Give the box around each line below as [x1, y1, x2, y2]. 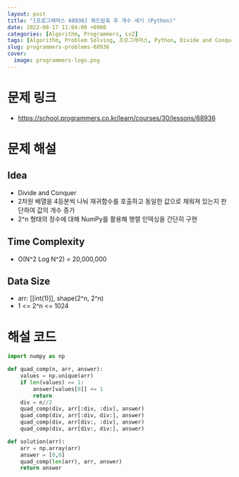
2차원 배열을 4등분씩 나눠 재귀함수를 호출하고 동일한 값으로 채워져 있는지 [17, 196, 220, 205]
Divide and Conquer [17, 188, 77, 196]
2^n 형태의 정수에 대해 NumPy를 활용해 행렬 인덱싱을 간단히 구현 [17, 214, 198, 223]
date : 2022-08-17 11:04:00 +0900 [7, 23, 107, 31]
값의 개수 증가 [36, 206, 75, 214]
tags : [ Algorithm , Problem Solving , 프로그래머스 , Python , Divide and [7, 37, 212, 44]
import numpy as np [7, 353, 65, 360]
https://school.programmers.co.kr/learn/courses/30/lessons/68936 [17, 113, 216, 122]
